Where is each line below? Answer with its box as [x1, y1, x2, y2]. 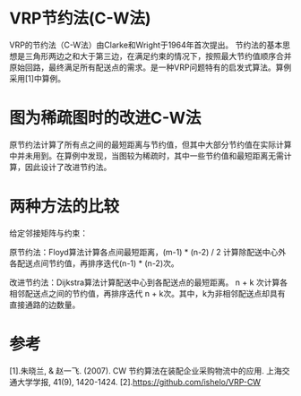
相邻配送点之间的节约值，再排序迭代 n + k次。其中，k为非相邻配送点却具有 [9, 288, 286, 298]
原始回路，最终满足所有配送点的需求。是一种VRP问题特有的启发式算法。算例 [9, 62, 292, 73]
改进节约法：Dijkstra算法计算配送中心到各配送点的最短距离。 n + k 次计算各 [9, 277, 288, 288]
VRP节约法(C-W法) [9, 8, 151, 29]
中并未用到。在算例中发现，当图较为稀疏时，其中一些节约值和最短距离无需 [9, 150, 284, 161]
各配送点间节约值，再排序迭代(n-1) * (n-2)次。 [9, 257, 179, 269]
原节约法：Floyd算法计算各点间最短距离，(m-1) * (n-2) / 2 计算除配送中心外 [9, 246, 287, 257]
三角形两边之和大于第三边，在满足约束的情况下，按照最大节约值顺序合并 [24, 50, 292, 61]
